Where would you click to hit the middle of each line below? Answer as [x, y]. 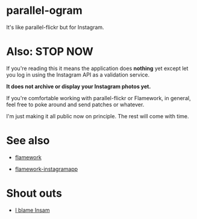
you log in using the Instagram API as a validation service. [78, 75]
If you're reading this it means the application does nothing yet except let [97, 68]
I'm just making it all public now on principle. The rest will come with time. [98, 116]
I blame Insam [32, 210]
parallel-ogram [44, 11]
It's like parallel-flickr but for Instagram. [55, 27]
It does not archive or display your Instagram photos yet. [79, 86]
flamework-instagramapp [46, 169]
